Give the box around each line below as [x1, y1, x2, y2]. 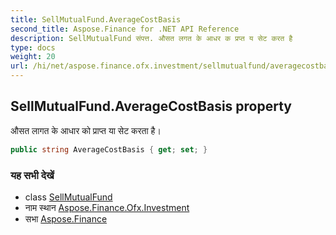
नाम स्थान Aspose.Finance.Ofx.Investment [24, 201, 190, 213]
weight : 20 [10, 52, 56, 62]
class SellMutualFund [24, 191, 113, 203]
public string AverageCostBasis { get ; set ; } [10, 144, 208, 155]
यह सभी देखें [10, 168, 55, 182]
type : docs [10, 42, 56, 53]
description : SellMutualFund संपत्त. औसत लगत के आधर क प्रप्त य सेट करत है [10, 33, 293, 43]
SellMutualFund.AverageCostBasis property [10, 98, 293, 115]
